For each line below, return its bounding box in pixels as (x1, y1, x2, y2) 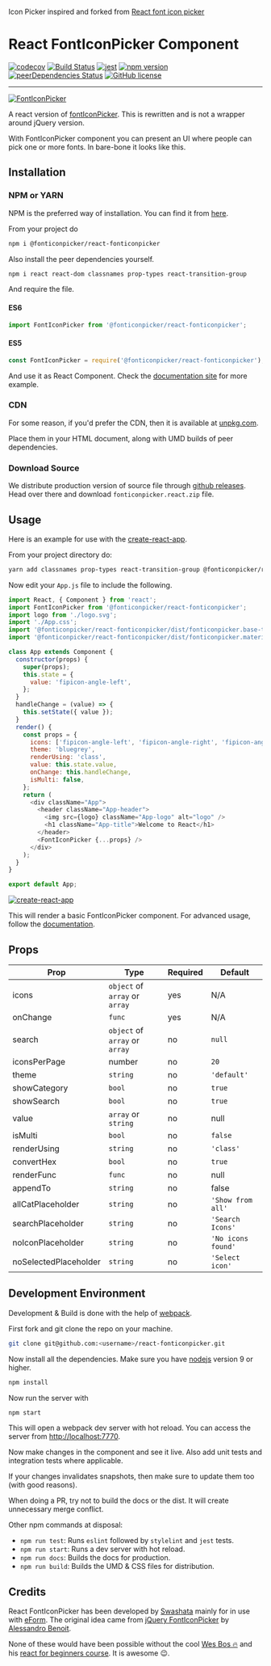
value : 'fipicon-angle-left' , (29, 678, 131, 686)
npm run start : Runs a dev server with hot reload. (19, 1544, 186, 1554)
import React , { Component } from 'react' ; (8, 596, 157, 604)
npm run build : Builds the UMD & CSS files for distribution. (19, 1562, 215, 1571)
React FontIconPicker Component (8, 36, 240, 53)
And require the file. (8, 285, 75, 294)
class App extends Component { (8, 648, 114, 656)
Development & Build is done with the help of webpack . (8, 1308, 192, 1318)
